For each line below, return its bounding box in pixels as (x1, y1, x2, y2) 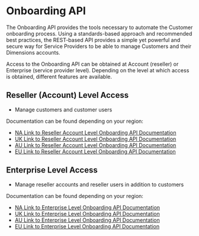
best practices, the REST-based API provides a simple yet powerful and (6, 36, 181, 43)
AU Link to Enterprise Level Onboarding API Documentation (14, 216, 160, 224)
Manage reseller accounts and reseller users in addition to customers (14, 181, 184, 188)
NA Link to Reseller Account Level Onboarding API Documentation (14, 129, 176, 136)
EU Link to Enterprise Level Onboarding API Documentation (14, 222, 160, 229)
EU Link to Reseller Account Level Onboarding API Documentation (14, 148, 176, 155)
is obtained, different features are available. (6, 73, 113, 80)
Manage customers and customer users (14, 106, 113, 113)
